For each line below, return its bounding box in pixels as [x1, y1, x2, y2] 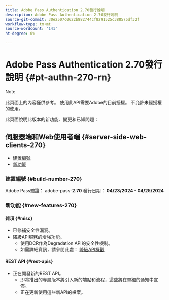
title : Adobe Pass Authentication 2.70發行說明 [5, 7, 105, 13]
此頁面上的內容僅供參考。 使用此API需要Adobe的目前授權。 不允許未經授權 [5, 99, 162, 105]
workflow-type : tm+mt [5, 21, 51, 27]
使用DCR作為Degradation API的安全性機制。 [20, 240, 113, 246]
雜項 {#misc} [5, 215, 33, 221]
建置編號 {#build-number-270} [5, 175, 82, 182]
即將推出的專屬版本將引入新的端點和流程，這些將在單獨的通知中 [20, 277, 154, 283]
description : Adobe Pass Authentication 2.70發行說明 [5, 12, 118, 17]
